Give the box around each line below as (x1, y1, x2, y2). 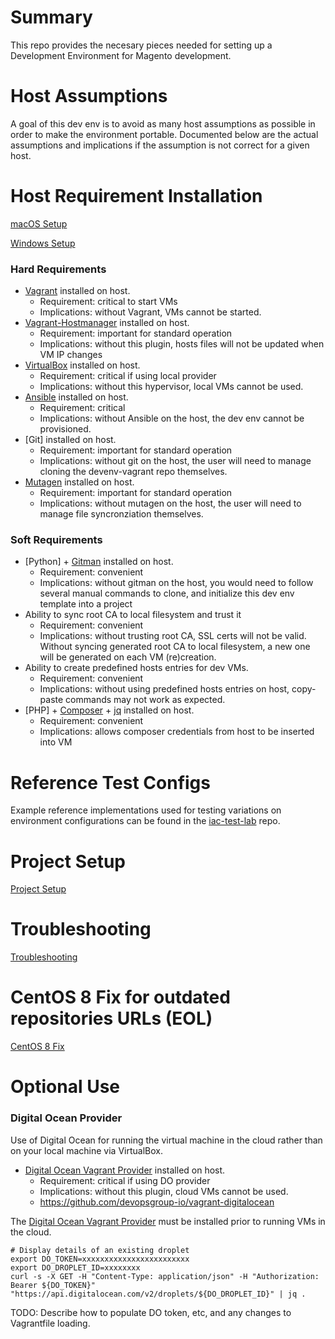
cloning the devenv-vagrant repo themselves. (39, 466, 228, 478)
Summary (10, 6, 93, 29)
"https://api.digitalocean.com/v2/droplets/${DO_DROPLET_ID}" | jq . (10, 1289, 307, 1299)
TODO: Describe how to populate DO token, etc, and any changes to (10, 1306, 292, 1318)
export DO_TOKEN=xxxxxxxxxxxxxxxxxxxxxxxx (10, 1254, 190, 1264)
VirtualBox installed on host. (24, 359, 141, 371)
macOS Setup (10, 217, 68, 230)
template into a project (39, 598, 133, 610)
